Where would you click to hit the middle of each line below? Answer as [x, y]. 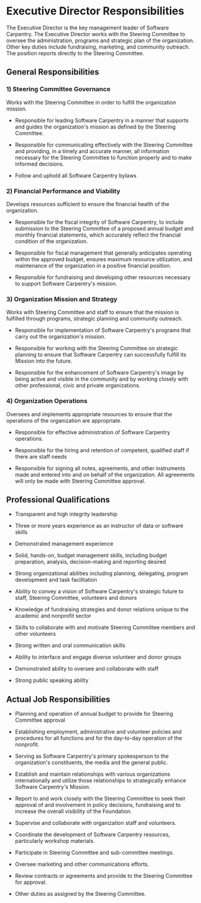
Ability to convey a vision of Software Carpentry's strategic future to [99, 591]
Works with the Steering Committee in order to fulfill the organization [91, 102]
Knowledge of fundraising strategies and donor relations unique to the [102, 609]
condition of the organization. [51, 241]
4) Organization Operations [47, 401]
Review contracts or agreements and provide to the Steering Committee [104, 876]
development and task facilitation [56, 580]
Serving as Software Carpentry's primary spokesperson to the [92, 756]
